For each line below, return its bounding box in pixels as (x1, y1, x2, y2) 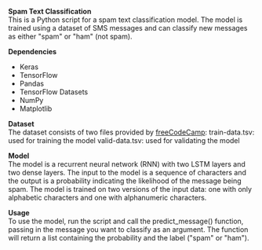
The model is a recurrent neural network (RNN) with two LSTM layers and (8, 160, 246, 168)
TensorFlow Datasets (19, 87, 89, 97)
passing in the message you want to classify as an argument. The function (8, 225, 249, 234)
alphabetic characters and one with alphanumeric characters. (8, 193, 207, 202)
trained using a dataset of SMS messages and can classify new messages (8, 24, 248, 32)
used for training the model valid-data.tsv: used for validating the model (8, 136, 241, 145)
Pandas (19, 79, 45, 88)
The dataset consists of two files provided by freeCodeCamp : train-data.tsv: (8, 127, 255, 137)
